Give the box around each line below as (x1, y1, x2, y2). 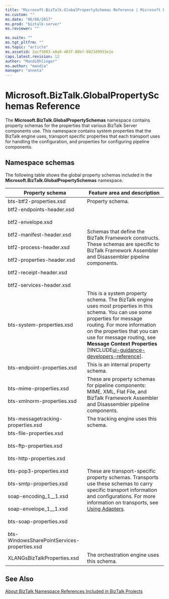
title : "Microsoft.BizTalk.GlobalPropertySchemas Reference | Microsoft (5, 7, 161, 13)
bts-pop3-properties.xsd (8, 467, 69, 474)
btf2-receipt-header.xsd (8, 269, 67, 276)
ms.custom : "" (5, 12, 35, 17)
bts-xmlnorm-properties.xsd (8, 397, 77, 404)
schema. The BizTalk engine (87, 296, 153, 303)
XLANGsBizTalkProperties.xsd (8, 554, 79, 561)
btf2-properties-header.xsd (8, 256, 75, 263)
